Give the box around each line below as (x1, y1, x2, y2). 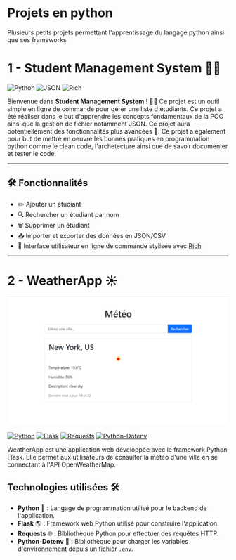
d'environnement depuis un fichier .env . (17, 545, 133, 553)
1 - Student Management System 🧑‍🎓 (7, 60, 221, 77)
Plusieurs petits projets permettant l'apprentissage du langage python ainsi (7, 28, 225, 37)
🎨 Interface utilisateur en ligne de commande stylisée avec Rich (17, 241, 202, 250)
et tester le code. (7, 149, 57, 157)
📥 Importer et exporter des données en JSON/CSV (17, 231, 166, 240)
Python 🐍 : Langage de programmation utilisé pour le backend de (17, 504, 207, 512)
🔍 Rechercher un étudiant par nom (17, 210, 119, 219)
